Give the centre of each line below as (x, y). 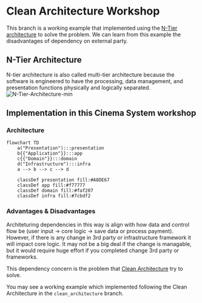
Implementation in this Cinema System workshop (101, 113)
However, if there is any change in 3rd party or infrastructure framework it (99, 237)
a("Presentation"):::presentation (61, 148)
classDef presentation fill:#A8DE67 (64, 180)
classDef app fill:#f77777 (51, 186)
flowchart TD (23, 143)
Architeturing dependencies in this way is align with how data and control (98, 224)
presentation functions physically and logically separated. (78, 87)
